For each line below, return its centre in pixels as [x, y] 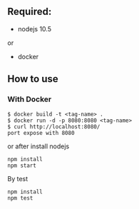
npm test [20, 198]
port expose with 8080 [41, 133]
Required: [30, 12]
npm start [22, 165]
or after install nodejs [38, 146]
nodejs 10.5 [35, 29]
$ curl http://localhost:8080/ [54, 127]
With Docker [30, 99]
